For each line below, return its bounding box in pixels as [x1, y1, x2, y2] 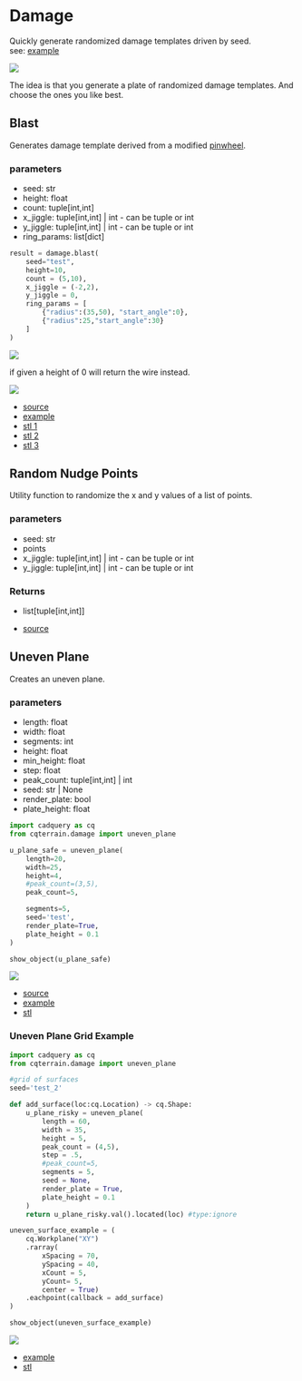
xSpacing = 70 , [42, 1251, 100, 1261]
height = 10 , [25, 265, 67, 275]
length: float [22, 717, 68, 728]
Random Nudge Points [9, 466, 139, 482]
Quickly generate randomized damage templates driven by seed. [9, 35, 252, 46]
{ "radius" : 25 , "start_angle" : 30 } [42, 317, 165, 326]
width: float [22, 727, 65, 738]
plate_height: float [22, 804, 91, 815]
